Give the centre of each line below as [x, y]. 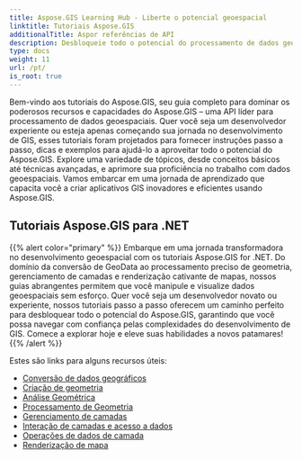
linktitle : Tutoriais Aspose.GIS [72, 26]
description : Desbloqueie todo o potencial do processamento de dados [144, 43]
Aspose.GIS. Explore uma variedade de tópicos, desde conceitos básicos [145, 159]
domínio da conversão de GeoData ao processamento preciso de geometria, [151, 266]
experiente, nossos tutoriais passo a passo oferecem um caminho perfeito [147, 305]
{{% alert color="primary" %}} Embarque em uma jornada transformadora [147, 247]
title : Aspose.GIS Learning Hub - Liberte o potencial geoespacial [138, 18]
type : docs [30, 51]
